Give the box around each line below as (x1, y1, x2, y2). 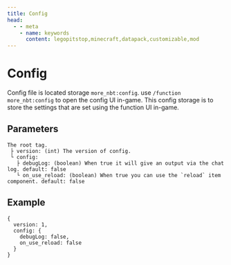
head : (7, 17, 23, 24)
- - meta (13, 23, 39, 30)
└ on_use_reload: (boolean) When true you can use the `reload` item (16, 172, 221, 179)
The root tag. (7, 141, 48, 149)
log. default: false (7, 165, 67, 173)
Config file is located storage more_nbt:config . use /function (7, 89, 181, 97)
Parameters (7, 123, 59, 135)
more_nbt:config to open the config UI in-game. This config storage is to (7, 96, 214, 104)
